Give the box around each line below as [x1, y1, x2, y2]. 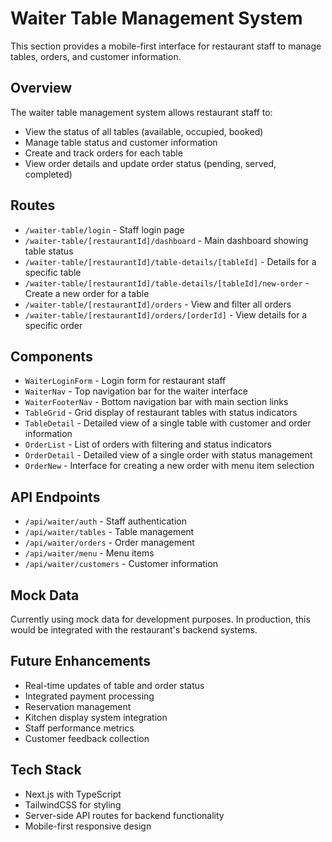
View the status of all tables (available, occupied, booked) [24, 125, 264, 137]
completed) [24, 168, 73, 180]
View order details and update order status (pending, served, [24, 157, 277, 169]
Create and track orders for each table [24, 147, 183, 159]
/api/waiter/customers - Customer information [24, 558, 218, 570]
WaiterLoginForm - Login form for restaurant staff [24, 375, 227, 387]
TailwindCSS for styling [24, 798, 122, 811]
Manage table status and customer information [24, 136, 218, 148]
